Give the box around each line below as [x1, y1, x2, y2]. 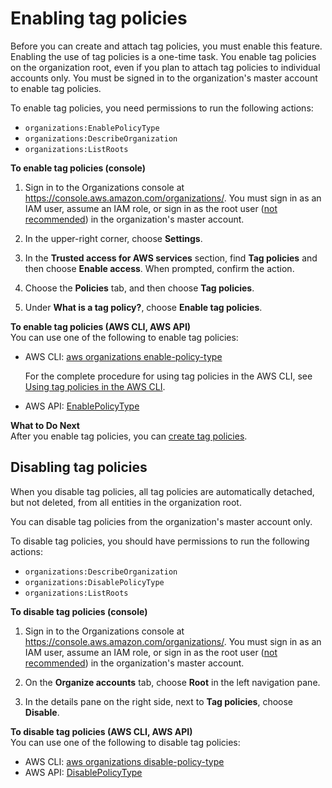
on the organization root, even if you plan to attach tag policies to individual [10, 61, 321, 73]
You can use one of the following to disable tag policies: [10, 736, 241, 748]
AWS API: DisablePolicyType [24, 766, 143, 778]
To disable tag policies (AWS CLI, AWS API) [10, 725, 193, 737]
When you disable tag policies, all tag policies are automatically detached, [10, 485, 315, 497]
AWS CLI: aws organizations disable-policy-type [24, 755, 225, 767]
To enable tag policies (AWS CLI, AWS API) [10, 320, 192, 332]
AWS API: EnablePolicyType [24, 400, 140, 412]
